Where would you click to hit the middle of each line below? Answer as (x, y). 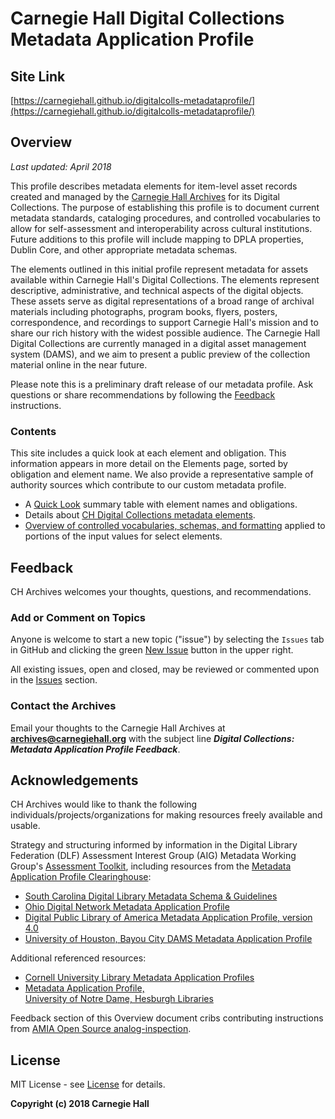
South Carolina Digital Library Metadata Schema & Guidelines (151, 896)
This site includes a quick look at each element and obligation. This (148, 453)
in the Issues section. (54, 680)
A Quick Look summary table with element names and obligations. (161, 504)
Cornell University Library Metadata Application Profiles (139, 978)
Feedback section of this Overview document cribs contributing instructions (167, 1018)
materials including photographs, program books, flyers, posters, (144, 311)
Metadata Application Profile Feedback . (95, 749)
